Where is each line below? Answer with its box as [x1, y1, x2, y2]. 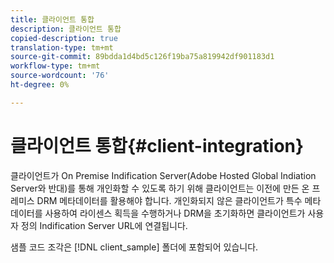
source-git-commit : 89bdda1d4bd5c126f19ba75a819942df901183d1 [10, 52, 275, 62]
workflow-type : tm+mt [10, 61, 101, 71]
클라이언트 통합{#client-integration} [10, 134, 305, 157]
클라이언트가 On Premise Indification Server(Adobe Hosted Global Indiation [10, 169, 317, 181]
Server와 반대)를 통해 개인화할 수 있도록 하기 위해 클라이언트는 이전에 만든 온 [10, 182, 310, 194]
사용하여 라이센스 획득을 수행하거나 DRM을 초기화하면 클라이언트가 [44, 207, 306, 219]
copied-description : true [10, 33, 118, 43]
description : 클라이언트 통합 [10, 24, 122, 34]
